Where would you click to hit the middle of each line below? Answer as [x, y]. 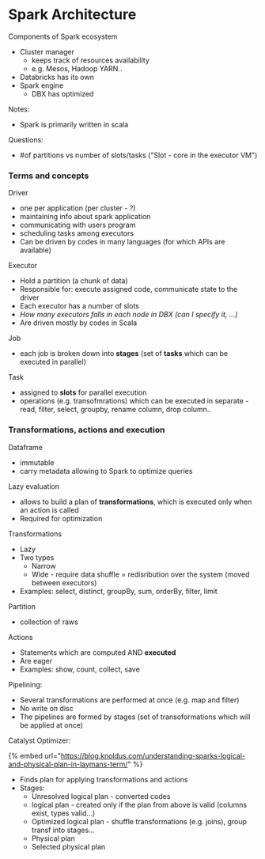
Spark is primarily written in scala [74, 124]
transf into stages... [63, 830]
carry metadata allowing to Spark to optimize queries [106, 471]
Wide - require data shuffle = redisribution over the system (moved [140, 574]
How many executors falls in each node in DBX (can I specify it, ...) [129, 315]
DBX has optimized [62, 93]
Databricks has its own [57, 77]
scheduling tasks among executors [77, 233]
